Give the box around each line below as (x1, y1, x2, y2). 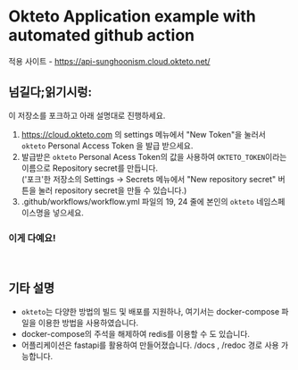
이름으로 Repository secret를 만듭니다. (21, 163, 158, 173)
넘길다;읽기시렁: (8, 85, 93, 100)
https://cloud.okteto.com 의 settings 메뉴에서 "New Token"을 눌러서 (21, 129, 267, 139)
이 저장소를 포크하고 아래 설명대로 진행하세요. (8, 110, 166, 121)
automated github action (8, 25, 195, 46)
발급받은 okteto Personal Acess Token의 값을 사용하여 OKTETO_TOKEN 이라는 (21, 151, 287, 162)
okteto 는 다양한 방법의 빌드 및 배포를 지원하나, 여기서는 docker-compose (21, 306, 280, 316)
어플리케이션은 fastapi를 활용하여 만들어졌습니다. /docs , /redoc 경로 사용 (21, 340, 279, 350)
